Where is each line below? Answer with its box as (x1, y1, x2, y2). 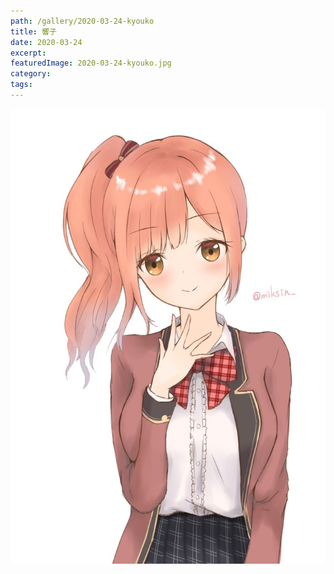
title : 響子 (10, 26, 57, 37)
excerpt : (10, 48, 47, 58)
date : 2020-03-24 (10, 37, 83, 47)
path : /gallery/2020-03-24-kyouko (10, 16, 155, 26)
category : (10, 69, 52, 79)
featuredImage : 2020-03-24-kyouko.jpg (10, 58, 172, 69)
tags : (10, 80, 33, 90)
